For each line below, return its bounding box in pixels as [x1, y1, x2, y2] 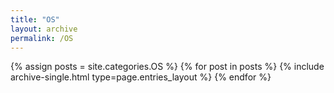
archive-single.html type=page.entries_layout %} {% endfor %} [10, 71, 272, 83]
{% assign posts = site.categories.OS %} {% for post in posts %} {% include [10, 61, 325, 73]
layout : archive [10, 24, 78, 34]
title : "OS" [10, 14, 60, 25]
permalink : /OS [10, 33, 74, 43]
